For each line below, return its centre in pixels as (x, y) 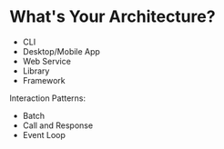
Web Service (46, 61)
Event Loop (44, 134)
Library (36, 71)
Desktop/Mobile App (61, 51)
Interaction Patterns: (48, 98)
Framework (44, 80)
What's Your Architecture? (112, 17)
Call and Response (58, 125)
